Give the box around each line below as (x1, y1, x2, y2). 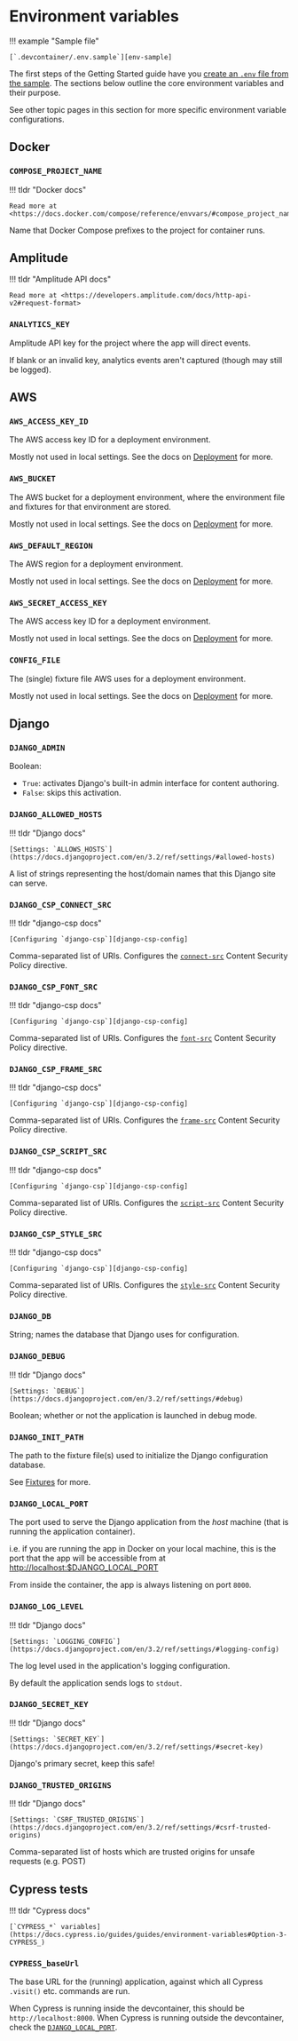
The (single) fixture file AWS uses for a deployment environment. (9, 673, 247, 684)
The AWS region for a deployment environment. (9, 559, 184, 569)
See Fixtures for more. (9, 1476, 91, 1487)
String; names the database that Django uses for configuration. (9, 1330, 239, 1340)
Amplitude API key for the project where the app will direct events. (9, 338, 251, 348)
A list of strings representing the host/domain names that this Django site (9, 868, 277, 878)
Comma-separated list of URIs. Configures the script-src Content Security (9, 1197, 285, 1208)
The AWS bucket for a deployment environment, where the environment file (9, 491, 286, 503)
